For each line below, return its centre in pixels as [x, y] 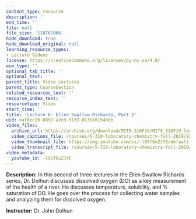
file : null [19, 28]
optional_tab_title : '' [35, 71]
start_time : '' [24, 109]
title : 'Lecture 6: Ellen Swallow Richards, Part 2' [71, 114]
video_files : [22, 126]
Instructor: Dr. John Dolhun [39, 211]
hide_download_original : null [43, 44]
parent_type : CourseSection [40, 88]
